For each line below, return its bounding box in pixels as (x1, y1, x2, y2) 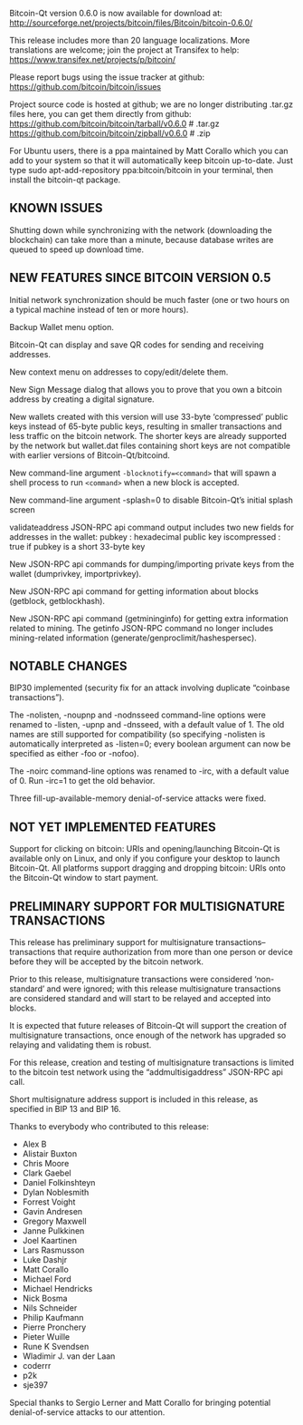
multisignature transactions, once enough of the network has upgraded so (9, 1030, 287, 1041)
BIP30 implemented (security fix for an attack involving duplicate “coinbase (9, 682, 290, 693)
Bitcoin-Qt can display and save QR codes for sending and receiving (9, 339, 264, 350)
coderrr (22, 1361, 52, 1371)
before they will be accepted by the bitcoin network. (9, 956, 204, 967)
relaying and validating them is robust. (9, 1039, 152, 1050)
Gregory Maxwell (22, 1215, 88, 1227)
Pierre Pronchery (22, 1322, 87, 1332)
